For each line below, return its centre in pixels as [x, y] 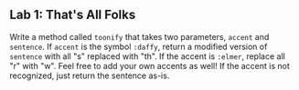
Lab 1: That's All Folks [73, 15]
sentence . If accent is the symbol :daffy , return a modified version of [139, 46]
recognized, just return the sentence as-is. [90, 75]
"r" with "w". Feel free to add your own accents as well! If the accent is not [150, 65]
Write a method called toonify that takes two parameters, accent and [139, 36]
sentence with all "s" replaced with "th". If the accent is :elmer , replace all [147, 56]
